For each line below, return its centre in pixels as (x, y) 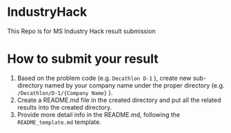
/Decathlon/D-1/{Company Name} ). (65, 92)
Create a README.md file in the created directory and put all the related (119, 100)
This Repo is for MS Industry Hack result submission (82, 31)
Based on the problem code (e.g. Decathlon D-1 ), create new (104, 78)
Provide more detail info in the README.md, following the (99, 114)
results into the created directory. (64, 107)
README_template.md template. (59, 122)
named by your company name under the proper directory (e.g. (134, 85)
